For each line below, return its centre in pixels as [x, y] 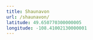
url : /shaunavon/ [28, 17]
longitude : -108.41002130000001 [46, 28]
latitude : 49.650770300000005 [44, 22]
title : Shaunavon [28, 11]
